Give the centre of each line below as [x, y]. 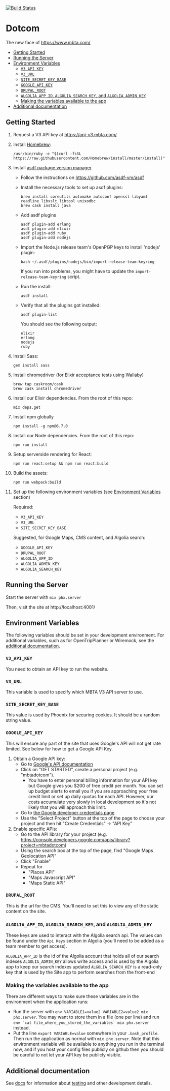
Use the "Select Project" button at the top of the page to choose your [93, 818]
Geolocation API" [38, 856]
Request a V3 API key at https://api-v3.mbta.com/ [65, 134]
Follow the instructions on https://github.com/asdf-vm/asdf [82, 177]
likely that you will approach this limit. [67, 807]
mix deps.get [27, 407]
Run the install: [36, 286]
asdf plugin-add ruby [43, 233]
